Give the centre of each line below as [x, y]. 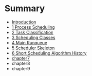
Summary [25, 9]
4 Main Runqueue [29, 42]
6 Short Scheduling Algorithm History [49, 53]
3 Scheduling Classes [33, 38]
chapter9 [21, 68]
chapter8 [21, 63]
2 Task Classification [33, 32]
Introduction [24, 22]
